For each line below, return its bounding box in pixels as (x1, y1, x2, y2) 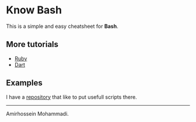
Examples (6, 78, 43, 88)
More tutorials (6, 40, 59, 49)
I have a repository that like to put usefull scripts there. (6, 94, 137, 101)
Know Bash (6, 3, 62, 17)
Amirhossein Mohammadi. (6, 110, 69, 117)
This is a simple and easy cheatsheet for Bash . (6, 23, 118, 30)
